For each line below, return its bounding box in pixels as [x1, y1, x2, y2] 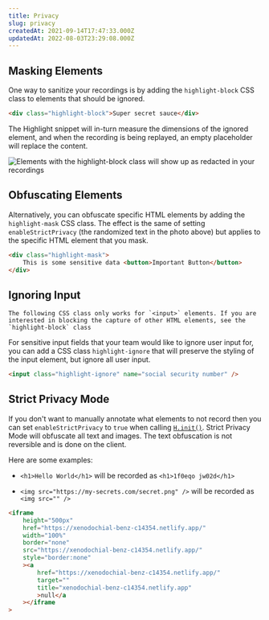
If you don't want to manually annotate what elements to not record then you [8, 413, 262, 423]
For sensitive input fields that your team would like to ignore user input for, [8, 338, 255, 347]
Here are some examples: [8, 455, 94, 465]
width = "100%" [22, 532, 67, 540]
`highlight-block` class [8, 323, 92, 332]
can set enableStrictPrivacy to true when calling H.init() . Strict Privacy [8, 422, 251, 432]
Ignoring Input [8, 288, 81, 302]
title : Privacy [8, 11, 59, 20]
